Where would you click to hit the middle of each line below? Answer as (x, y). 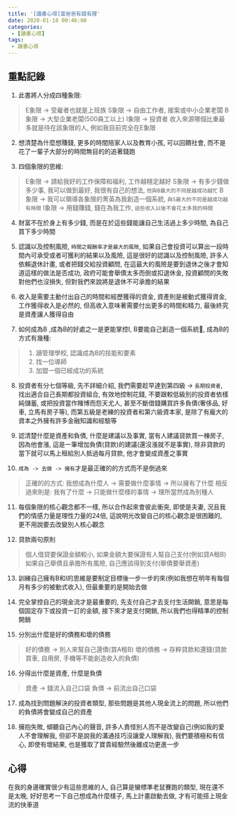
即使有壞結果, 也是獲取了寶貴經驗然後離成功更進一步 (104, 744)
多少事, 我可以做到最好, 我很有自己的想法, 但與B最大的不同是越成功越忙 (122, 190)
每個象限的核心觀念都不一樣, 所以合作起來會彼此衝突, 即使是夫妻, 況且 (119, 507)
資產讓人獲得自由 (49, 314)
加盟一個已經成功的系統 (70, 370)
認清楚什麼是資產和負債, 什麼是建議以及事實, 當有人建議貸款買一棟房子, (121, 435)
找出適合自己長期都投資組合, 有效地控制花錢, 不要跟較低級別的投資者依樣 (123, 394)
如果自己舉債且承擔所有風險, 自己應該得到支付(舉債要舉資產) (112, 563)
